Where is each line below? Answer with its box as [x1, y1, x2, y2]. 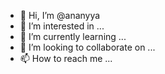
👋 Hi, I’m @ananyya [19, 10, 101, 21]
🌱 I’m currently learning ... [19, 31, 127, 42]
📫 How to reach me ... [19, 53, 113, 64]
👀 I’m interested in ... [19, 20, 105, 32]
